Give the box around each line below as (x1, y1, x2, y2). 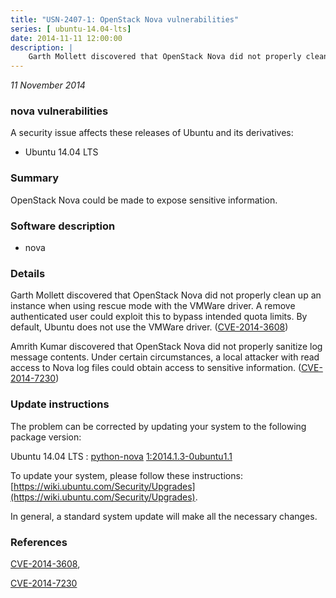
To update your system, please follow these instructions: (10, 469, 243, 481)
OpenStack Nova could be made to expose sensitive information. (10, 194, 278, 206)
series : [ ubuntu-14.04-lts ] (10, 24, 132, 34)
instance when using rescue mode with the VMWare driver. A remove (10, 300, 296, 312)
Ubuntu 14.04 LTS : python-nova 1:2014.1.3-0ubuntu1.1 (10, 450, 233, 462)
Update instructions (10, 397, 110, 411)
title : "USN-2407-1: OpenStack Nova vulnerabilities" (10, 14, 240, 25)
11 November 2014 (10, 79, 86, 91)
